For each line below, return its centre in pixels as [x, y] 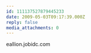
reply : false [22, 22]
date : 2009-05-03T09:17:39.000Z [45, 17]
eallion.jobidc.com [28, 44]
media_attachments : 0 [33, 28]
